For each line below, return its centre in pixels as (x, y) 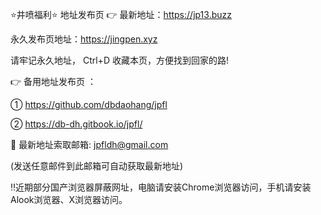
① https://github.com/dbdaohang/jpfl (89, 104)
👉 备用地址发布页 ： (53, 81)
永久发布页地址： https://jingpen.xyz (84, 39)
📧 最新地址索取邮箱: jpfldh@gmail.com (89, 144)
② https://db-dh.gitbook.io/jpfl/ (76, 124)
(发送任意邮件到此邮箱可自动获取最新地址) (97, 166)
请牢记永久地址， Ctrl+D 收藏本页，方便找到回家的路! (119, 60)
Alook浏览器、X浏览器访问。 (69, 199)
